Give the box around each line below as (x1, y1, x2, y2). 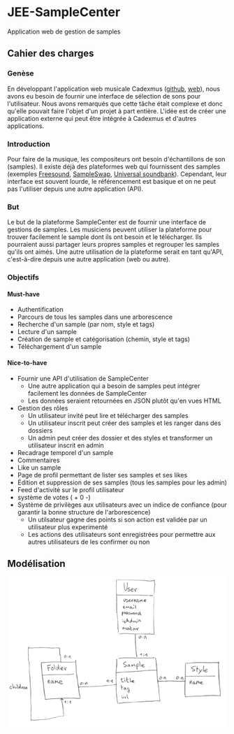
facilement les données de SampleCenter (27, 389, 147, 397)
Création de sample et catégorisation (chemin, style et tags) (17, 335, 191, 343)
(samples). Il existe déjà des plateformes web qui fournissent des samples (7, 162, 221, 171)
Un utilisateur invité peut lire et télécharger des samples (27, 411, 189, 419)
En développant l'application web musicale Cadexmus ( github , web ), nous (7, 85, 221, 93)
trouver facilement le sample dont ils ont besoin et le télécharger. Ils (7, 233, 203, 241)
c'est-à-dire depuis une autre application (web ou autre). (7, 255, 171, 264)
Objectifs (7, 273, 40, 282)
